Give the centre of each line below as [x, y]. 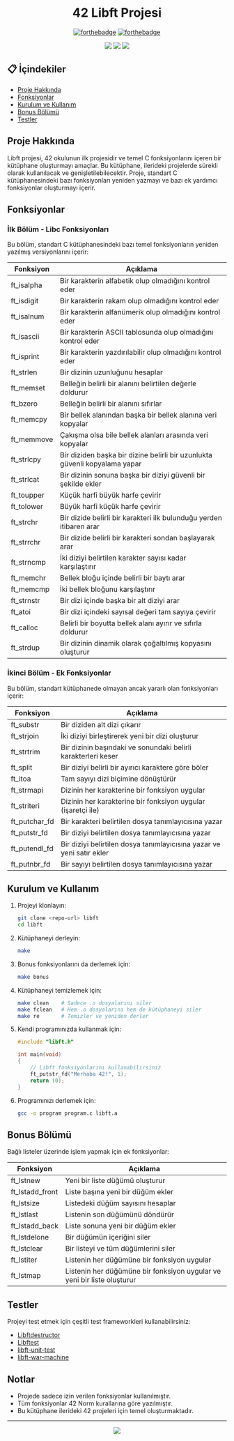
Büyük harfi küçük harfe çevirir [111, 507]
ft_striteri [25, 805]
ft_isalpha [26, 285]
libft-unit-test [36, 1350]
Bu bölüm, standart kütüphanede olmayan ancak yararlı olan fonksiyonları [112, 688]
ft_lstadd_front [34, 1192]
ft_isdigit [25, 301]
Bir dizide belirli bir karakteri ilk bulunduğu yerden [141, 518]
